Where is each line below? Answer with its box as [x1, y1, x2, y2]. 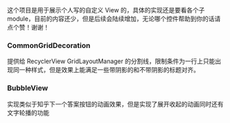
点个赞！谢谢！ [7, 23, 49, 31]
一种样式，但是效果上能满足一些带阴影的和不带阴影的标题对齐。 [19, 66, 200, 74]
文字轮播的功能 [7, 109, 49, 117]
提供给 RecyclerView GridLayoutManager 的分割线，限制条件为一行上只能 [7, 57, 216, 65]
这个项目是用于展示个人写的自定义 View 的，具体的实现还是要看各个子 [7, 6, 205, 14]
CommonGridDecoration [7, 41, 91, 50]
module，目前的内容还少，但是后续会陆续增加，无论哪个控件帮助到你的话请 [7, 14, 221, 23]
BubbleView [7, 83, 48, 93]
